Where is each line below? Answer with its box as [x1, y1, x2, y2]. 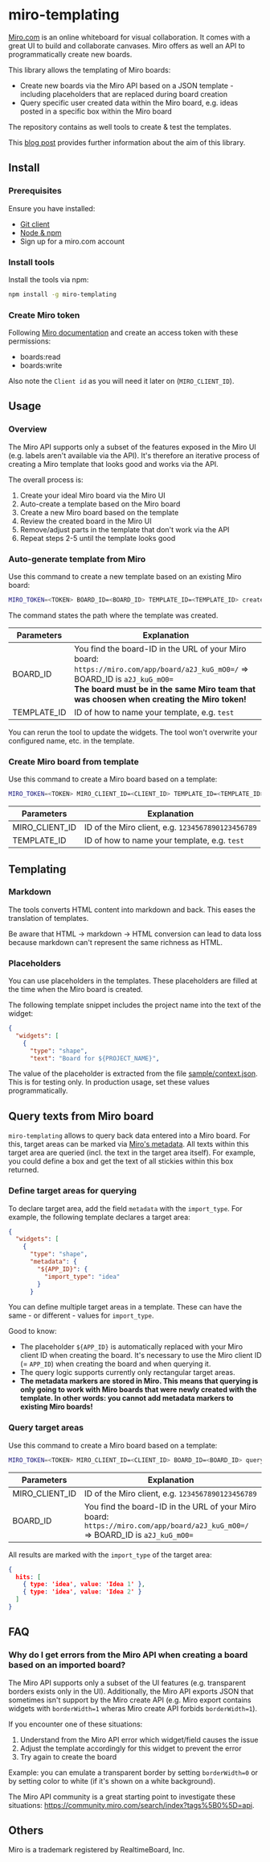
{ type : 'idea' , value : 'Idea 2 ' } [22, 1588, 142, 1596]
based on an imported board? [8, 1660, 126, 1671]
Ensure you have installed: [8, 203, 96, 213]
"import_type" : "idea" [43, 1273, 121, 1281]
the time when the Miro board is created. [8, 985, 143, 994]
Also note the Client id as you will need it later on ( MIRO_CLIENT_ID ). [8, 377, 235, 386]
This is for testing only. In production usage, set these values [8, 1077, 211, 1087]
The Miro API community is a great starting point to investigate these [8, 1792, 235, 1802]
